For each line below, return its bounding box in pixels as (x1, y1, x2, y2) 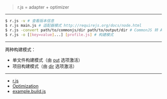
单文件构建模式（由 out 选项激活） (12, 57, 83, 63)
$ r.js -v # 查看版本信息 (5, 18, 55, 23)
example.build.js (12, 88, 46, 94)
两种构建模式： (5, 47, 36, 52)
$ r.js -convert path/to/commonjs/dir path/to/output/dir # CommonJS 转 (5, 27, 158, 33)
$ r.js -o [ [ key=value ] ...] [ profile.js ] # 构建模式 (5, 32, 114, 37)
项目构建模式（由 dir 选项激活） (12, 63, 77, 69)
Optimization (12, 83, 39, 89)
